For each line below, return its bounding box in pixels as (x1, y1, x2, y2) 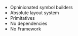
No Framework (10, 26, 42, 32)
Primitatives (10, 15, 35, 21)
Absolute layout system (10, 10, 59, 16)
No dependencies (10, 20, 48, 26)
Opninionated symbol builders (10, 5, 73, 10)
